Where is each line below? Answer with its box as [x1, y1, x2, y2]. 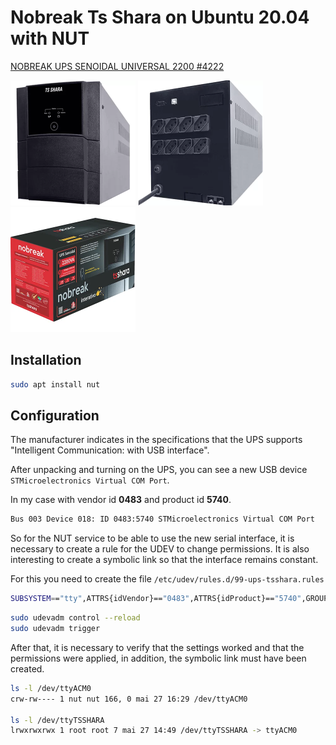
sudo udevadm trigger [10, 624, 101, 634]
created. [10, 662, 45, 675]
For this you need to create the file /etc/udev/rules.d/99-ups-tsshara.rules [10, 573, 325, 585]
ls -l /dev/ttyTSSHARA [10, 715, 105, 725]
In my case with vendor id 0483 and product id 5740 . [10, 494, 232, 506]
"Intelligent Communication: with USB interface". [10, 444, 210, 456]
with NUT [10, 27, 90, 50]
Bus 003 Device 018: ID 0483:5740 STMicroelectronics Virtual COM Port [10, 514, 315, 525]
